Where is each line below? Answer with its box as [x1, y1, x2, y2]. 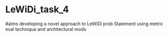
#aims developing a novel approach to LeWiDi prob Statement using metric [5, 21, 163, 27]
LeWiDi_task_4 [5, 4, 69, 15]
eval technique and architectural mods [5, 26, 87, 32]
